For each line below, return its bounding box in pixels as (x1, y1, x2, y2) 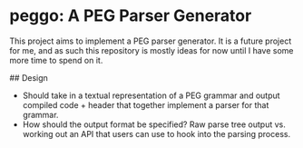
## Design (9, 72, 48, 83)
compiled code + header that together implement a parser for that (22, 99, 269, 110)
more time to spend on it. (9, 54, 103, 65)
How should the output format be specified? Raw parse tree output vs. (22, 119, 286, 130)
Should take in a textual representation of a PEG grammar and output (22, 90, 280, 101)
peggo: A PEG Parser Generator (9, 5, 252, 26)
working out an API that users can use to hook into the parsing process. (22, 128, 291, 139)
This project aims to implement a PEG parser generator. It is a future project (9, 35, 292, 46)
